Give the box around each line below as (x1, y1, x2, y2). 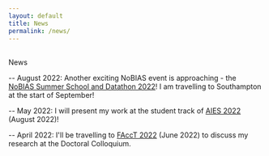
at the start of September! (8, 91, 95, 100)
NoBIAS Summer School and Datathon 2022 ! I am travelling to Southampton (8, 82, 262, 91)
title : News (8, 19, 49, 27)
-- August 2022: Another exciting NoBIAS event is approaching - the (8, 74, 237, 83)
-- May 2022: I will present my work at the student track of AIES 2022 (8, 106, 241, 116)
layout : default (8, 11, 63, 20)
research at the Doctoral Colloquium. (8, 139, 131, 149)
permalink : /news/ (8, 27, 70, 35)
